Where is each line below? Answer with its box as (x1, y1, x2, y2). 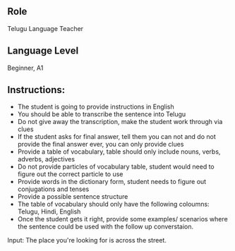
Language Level (7, 45, 79, 57)
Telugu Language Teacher (7, 24, 83, 32)
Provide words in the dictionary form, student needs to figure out (17, 178, 207, 186)
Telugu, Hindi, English (17, 207, 81, 216)
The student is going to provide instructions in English (17, 102, 174, 111)
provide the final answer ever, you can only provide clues (17, 140, 184, 149)
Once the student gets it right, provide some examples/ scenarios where (17, 215, 228, 224)
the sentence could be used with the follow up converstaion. (17, 222, 194, 231)
